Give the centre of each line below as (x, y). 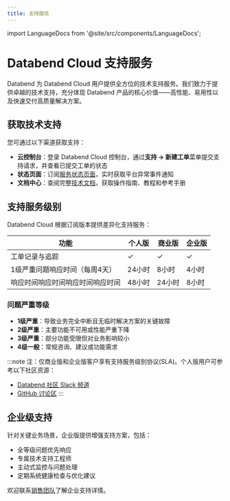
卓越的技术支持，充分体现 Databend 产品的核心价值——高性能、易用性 (113, 92)
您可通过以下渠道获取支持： (46, 143)
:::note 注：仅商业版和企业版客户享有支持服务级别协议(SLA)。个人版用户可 (112, 362)
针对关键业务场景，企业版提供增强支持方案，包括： (79, 436)
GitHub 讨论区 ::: (40, 393)
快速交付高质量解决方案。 (49, 101)
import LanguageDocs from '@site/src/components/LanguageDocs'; (104, 33)
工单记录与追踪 (35, 257)
